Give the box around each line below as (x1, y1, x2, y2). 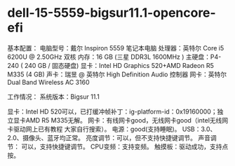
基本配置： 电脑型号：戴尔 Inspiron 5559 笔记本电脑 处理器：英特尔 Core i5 (7, 43, 224, 52)
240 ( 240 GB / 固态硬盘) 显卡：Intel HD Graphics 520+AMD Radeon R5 (7, 61, 214, 69)
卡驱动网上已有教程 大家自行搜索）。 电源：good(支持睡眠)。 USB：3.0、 (7, 125, 217, 133)
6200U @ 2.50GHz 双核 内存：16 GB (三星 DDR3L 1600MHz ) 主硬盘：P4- (7, 53, 222, 61)
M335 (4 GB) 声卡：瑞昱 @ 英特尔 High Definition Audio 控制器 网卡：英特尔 (7, 70, 227, 78)
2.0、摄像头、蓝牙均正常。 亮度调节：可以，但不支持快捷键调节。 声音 (7, 133, 210, 141)
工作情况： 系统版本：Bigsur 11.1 (7, 92, 100, 101)
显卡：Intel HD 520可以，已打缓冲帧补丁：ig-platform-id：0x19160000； (7, 107, 217, 116)
